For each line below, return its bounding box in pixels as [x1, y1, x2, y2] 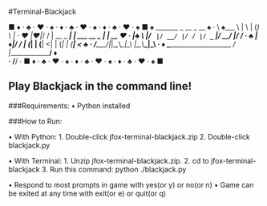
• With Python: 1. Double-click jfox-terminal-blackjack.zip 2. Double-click [8, 131, 250, 141]
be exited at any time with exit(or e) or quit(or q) [8, 188, 167, 198]
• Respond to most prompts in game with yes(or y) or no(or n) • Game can [8, 180, 254, 189]
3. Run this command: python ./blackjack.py [41, 164, 187, 174]
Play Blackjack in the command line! [8, 79, 192, 93]
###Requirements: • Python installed [8, 100, 131, 111]
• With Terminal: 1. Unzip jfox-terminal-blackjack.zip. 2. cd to [8, 156, 210, 165]
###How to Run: [8, 116, 63, 126]
